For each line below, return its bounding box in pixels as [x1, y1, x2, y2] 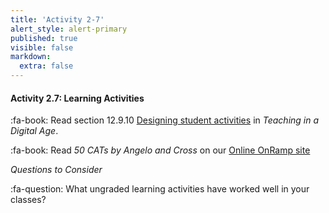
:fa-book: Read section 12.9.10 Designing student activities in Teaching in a [10, 114, 320, 126]
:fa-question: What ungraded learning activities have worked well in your [10, 183, 310, 195]
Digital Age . [10, 125, 59, 137]
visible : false [10, 42, 74, 53]
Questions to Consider [10, 164, 103, 176]
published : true [10, 33, 78, 43]
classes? [10, 194, 47, 206]
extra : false [19, 61, 74, 71]
